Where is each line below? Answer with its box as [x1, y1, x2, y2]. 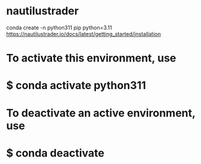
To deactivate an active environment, [6, 106, 196, 120]
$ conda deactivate [6, 146, 105, 160]
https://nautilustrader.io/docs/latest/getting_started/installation [6, 30, 161, 37]
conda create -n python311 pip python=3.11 [6, 24, 112, 31]
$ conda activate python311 [6, 79, 146, 92]
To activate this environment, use [6, 51, 176, 65]
